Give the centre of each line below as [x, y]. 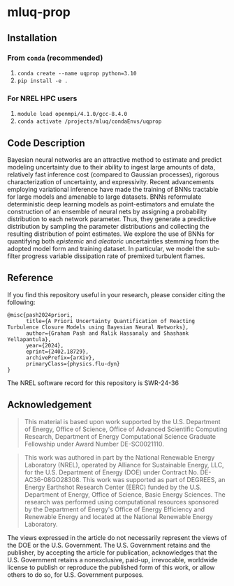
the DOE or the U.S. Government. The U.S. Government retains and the [109, 545]
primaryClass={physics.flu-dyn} [73, 363]
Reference [30, 278]
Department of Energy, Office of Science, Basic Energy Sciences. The [125, 494]
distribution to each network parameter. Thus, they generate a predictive [112, 219]
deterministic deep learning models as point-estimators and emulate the [111, 204]
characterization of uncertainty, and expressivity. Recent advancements [111, 181]
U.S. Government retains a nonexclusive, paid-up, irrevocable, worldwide [112, 559]
